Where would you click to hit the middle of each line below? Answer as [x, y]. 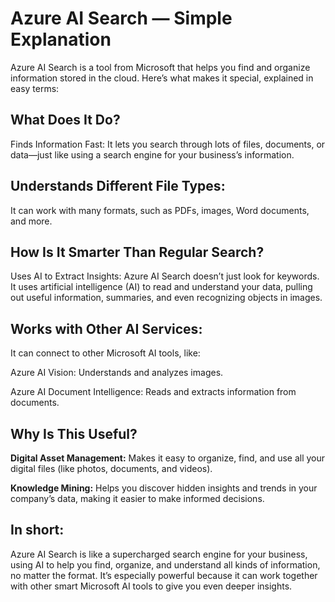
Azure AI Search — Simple [121, 18]
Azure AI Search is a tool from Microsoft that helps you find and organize [160, 67]
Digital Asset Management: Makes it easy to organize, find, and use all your [168, 458]
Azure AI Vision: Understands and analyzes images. [117, 373]
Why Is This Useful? [74, 433]
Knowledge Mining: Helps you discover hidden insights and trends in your [164, 488]
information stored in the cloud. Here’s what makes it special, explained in [162, 78]
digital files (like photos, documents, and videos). [111, 468]
